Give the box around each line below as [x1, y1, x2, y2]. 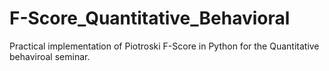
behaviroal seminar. [9, 50, 91, 62]
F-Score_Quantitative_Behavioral [9, 7, 291, 30]
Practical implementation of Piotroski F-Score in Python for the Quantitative [9, 40, 320, 52]
